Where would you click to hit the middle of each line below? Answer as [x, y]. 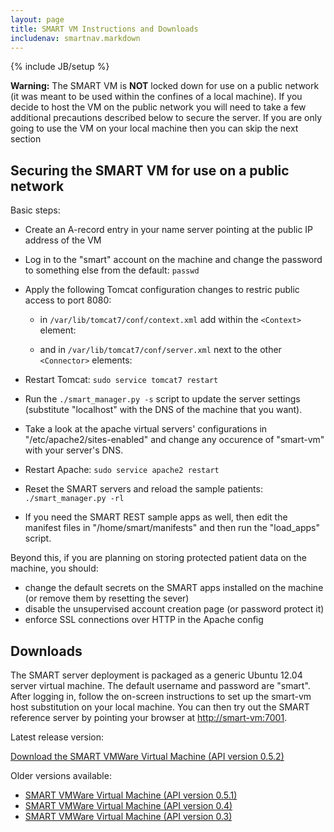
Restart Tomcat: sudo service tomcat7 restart [121, 380]
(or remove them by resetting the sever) [107, 598]
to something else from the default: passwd [112, 270]
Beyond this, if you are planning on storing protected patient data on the [158, 558]
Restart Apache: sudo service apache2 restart [122, 470]
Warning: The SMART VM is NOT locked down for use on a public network [165, 86]
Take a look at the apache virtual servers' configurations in [146, 429]
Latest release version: [57, 737]
